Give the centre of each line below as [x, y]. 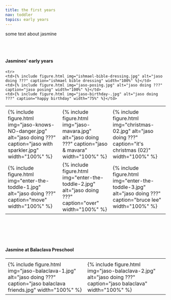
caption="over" [81, 203]
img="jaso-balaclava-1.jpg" [42, 270]
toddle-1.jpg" [24, 187]
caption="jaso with [30, 144]
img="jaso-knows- [31, 124]
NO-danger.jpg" [27, 131]
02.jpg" [122, 131]
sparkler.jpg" [23, 150]
